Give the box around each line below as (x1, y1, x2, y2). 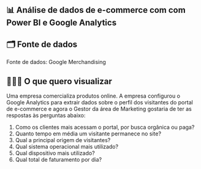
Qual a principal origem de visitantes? (15, 137, 111, 144)
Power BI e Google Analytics (6, 18, 117, 28)
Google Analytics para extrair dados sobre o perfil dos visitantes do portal (6, 99, 193, 106)
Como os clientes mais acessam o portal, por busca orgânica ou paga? (15, 124, 195, 131)
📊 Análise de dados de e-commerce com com (6, 5, 186, 15)
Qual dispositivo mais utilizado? (15, 149, 95, 157)
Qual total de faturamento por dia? (15, 156, 102, 164)
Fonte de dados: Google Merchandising (6, 59, 106, 66)
